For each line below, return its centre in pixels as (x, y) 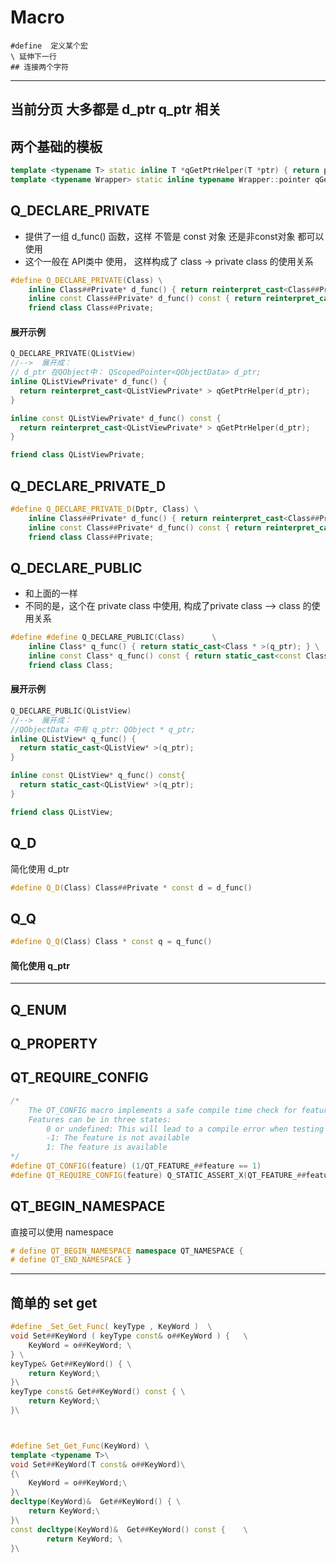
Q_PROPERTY (54, 1044)
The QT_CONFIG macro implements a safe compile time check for (163, 1110)
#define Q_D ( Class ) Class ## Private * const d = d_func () (131, 887)
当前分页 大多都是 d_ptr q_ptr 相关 (116, 109)
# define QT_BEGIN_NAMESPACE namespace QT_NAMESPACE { (127, 1251)
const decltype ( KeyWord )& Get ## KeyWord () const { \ (129, 1529)
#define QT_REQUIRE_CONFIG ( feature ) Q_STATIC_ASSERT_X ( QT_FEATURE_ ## (158, 1175)
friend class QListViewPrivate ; (77, 455)
